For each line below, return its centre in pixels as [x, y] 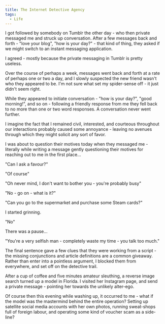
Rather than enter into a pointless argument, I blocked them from [71, 261]
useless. [14, 64]
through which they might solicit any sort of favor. [55, 135]
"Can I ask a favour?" [27, 164]
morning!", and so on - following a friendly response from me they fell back [81, 104]
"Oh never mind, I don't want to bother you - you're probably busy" [73, 183]
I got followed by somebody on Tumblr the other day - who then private [78, 33]
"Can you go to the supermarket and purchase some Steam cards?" [74, 203]
